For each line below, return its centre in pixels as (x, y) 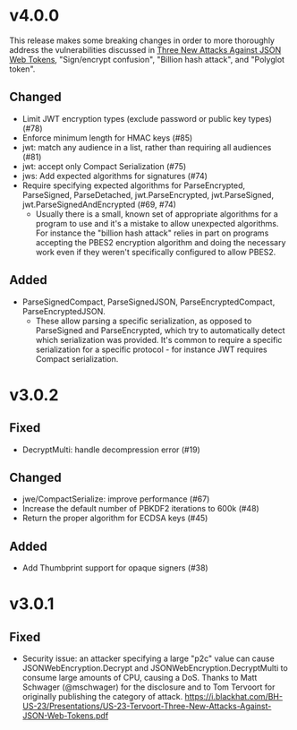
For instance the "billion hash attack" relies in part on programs (152, 233)
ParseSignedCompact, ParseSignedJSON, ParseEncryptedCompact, (148, 302)
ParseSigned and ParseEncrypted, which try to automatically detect (160, 330)
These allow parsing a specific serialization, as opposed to (144, 321)
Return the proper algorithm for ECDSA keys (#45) (115, 518)
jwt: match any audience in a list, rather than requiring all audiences (147, 147)
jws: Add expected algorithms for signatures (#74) (115, 176)
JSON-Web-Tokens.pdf (65, 716)
